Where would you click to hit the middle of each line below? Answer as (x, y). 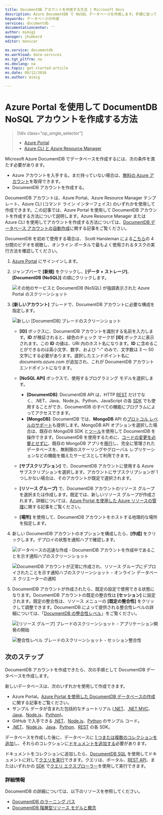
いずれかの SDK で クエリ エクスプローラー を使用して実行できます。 (81, 766)
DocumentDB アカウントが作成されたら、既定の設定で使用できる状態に (83, 589)
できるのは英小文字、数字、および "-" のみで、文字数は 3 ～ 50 (91, 349)
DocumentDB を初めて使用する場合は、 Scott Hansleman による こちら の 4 (80, 238)
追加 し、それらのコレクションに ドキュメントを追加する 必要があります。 (77, 743)
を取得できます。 (46, 181)
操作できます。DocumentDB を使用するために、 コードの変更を (89, 437)
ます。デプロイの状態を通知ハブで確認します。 (71, 540)
